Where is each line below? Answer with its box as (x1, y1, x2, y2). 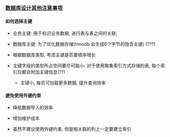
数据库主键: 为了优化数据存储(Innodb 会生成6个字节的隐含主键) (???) (12, 41, 156, 47)
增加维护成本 (12, 115, 40, 121)
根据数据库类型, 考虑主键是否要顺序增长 (12, 52, 96, 58)
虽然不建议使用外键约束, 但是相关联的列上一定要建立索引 (12, 126, 131, 132)
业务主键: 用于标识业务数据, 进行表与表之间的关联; (12, 30, 118, 37)
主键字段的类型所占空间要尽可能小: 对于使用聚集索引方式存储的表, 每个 (12, 62, 161, 69)
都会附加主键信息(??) (21, 69, 66, 75)
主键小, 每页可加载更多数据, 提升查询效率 (20, 80, 106, 86)
